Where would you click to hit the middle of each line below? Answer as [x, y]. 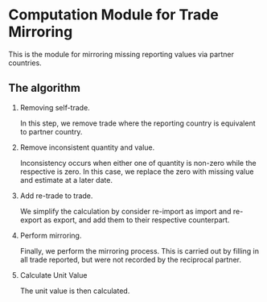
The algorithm [44, 88]
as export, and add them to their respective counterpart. [137, 220]
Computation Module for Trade [113, 15]
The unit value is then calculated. [75, 291]
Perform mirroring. [51, 235]
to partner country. [51, 131]
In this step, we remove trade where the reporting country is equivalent [138, 123]
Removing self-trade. [55, 107]
